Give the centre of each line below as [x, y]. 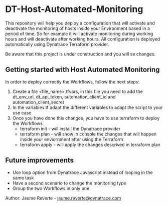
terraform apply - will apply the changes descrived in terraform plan [90, 144]
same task [23, 177]
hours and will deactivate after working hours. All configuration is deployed [83, 39]
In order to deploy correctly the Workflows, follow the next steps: [72, 81]
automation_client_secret [38, 102]
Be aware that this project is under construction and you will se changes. [80, 54]
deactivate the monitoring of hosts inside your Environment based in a [78, 28]
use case [22, 112]
